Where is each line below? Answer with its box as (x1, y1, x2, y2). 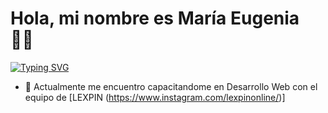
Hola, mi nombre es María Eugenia (10, 7, 300, 30)
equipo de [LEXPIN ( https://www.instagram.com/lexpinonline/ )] (24, 91, 286, 103)
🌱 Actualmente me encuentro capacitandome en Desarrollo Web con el (24, 80, 318, 92)
